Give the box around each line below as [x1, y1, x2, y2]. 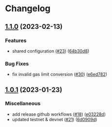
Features [5, 37, 27, 44]
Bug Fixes [5, 60, 29, 67]
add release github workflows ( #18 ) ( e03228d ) [12, 111, 106, 117]
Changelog [5, 3, 51, 14]
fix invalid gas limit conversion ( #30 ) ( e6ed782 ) [12, 71, 108, 77]
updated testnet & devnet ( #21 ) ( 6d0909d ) [12, 116, 97, 122]
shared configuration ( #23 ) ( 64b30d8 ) [12, 48, 90, 54]
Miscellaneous [5, 100, 40, 107]
